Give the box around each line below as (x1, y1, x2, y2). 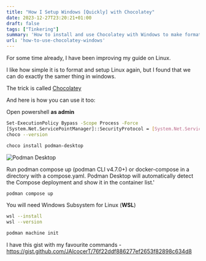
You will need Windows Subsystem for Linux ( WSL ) (6, 202, 136, 209)
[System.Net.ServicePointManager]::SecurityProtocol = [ (6, 126, 155, 132)
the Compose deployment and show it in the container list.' (6, 178, 155, 186)
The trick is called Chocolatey (6, 85, 82, 92)
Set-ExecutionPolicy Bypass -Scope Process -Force (6, 120, 139, 126)
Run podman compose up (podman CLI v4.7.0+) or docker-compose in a (6, 165, 190, 173)
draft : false (6, 20, 40, 26)
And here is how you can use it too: (6, 96, 96, 104)
